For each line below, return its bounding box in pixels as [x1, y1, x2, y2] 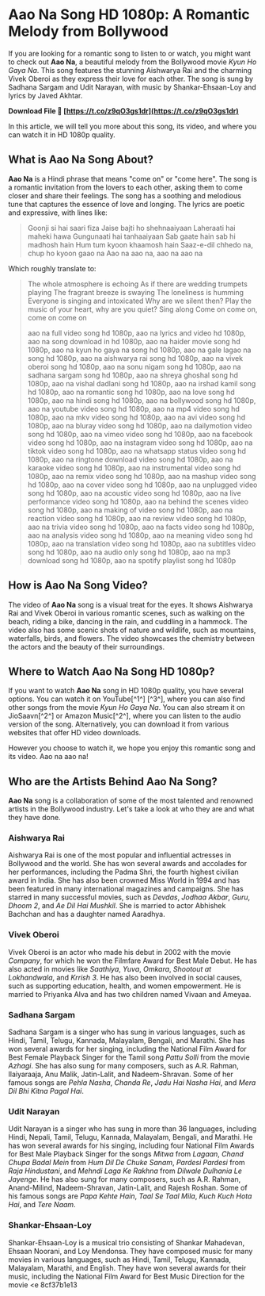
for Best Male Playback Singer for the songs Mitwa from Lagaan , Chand [8, 1149, 244, 1159]
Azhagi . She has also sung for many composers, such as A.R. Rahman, [8, 1061, 239, 1071]
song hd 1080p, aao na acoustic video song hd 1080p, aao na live [27, 488, 241, 497]
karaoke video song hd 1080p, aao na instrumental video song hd [27, 462, 241, 473]
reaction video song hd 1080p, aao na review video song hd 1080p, [27, 513, 247, 523]
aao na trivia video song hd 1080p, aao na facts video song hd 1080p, [27, 522, 255, 531]
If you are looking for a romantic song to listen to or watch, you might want [8, 48, 252, 58]
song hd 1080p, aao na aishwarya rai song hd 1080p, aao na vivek [27, 353, 244, 362]
